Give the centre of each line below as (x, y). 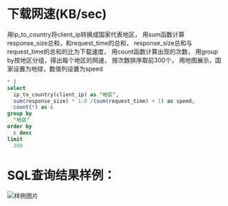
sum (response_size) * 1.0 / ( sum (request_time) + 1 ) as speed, (104, 101)
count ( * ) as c (33, 107)
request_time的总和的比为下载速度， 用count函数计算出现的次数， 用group (113, 51)
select (16, 88)
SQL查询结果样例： (61, 175)
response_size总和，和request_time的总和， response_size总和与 (100, 43)
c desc (23, 133)
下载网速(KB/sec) (57, 14)
